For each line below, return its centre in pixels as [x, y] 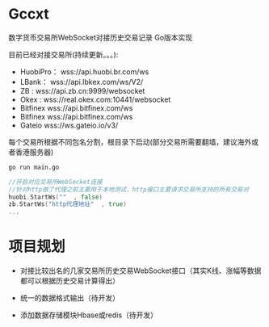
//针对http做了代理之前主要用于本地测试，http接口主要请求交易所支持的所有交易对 [128, 189]
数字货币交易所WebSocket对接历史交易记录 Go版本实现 [101, 37]
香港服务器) [34, 152]
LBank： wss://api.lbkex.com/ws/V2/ [82, 82]
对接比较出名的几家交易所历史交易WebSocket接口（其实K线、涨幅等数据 [141, 270]
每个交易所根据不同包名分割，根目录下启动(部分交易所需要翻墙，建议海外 [130, 141]
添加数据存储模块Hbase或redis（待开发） [88, 315]
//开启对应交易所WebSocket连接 [55, 182]
